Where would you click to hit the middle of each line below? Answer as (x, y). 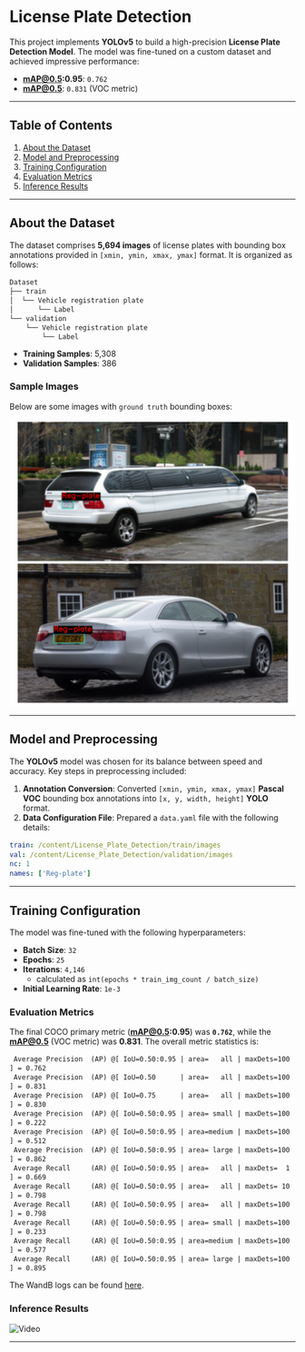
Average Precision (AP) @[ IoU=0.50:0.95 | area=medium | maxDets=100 (152, 1132)
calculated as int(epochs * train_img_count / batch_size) (148, 979)
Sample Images (44, 386)
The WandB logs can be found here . (77, 1285)
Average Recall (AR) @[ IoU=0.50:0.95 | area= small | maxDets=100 (152, 1223)
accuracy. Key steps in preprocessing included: (98, 770)
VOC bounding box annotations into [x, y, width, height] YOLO (146, 798)
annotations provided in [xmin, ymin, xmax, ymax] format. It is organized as (151, 254)
